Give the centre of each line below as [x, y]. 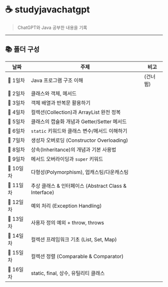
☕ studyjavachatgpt [47, 10]
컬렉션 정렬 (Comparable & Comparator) [77, 256]
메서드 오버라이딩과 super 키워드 [67, 159]
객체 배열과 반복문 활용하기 [61, 103]
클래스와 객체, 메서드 [53, 93]
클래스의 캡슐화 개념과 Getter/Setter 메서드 [79, 121]
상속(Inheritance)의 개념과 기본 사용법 [73, 149]
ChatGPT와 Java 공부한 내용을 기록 [52, 27]
